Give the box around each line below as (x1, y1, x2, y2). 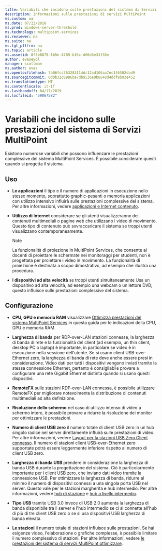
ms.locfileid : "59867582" (5, 93, 57, 98)
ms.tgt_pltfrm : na (5, 43, 42, 48)
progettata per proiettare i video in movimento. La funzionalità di (12, 258, 140, 263)
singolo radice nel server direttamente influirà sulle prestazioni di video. (12, 430, 155, 435)
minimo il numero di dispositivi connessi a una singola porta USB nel (12, 480, 148, 486)
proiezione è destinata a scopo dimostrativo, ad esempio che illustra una (12, 263, 157, 268)
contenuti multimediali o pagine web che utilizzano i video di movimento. (12, 218, 157, 224)
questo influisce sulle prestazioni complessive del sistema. (12, 288, 129, 293)
